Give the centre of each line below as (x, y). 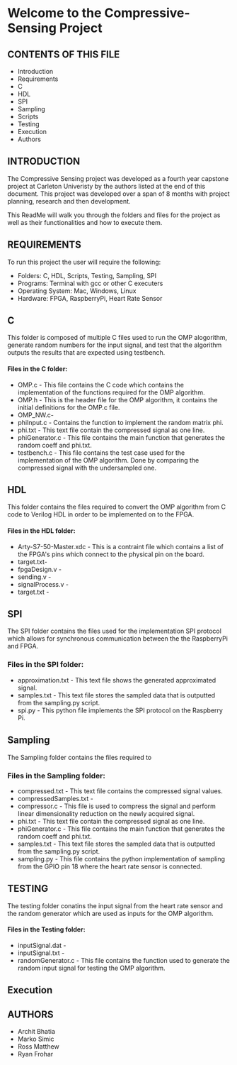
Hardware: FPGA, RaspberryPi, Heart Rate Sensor (90, 298)
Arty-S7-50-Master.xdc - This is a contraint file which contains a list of (121, 546)
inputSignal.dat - (42, 945)
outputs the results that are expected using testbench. (86, 353)
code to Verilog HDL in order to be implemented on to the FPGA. (101, 514)
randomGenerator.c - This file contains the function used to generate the (123, 960)
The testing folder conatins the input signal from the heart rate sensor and (115, 905)
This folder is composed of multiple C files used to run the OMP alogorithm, (117, 338)
